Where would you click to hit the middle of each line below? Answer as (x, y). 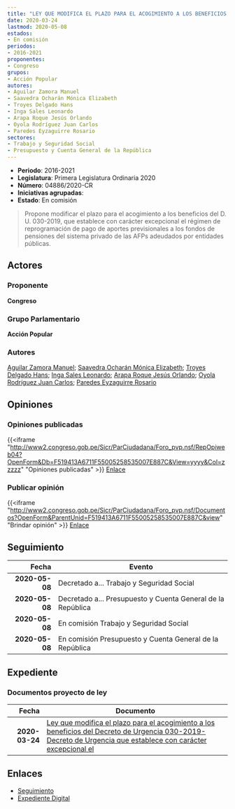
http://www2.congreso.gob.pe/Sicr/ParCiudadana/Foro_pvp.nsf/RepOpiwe (117, 447)
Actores (25, 266)
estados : (20, 33)
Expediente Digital (43, 798)
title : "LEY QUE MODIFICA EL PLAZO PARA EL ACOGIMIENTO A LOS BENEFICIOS (117, 14)
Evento (141, 567)
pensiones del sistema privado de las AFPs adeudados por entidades (124, 236)
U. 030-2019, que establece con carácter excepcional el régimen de (122, 221)
